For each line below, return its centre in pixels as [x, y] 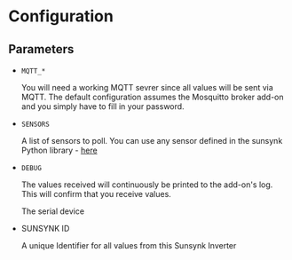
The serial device [53, 211]
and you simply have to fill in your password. [103, 106]
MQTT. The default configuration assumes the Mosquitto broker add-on [152, 97]
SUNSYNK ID [45, 228]
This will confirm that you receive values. [96, 194]
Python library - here [59, 150]
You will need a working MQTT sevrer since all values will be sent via [147, 87]
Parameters [41, 49]
